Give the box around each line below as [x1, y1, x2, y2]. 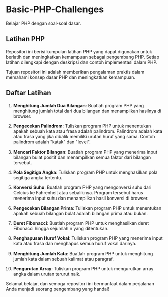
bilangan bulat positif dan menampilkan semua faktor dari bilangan [13, 154, 151, 160]
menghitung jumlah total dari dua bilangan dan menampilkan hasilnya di [13, 108, 161, 114]
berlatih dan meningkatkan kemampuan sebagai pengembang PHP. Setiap [6, 54, 160, 60]
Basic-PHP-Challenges [6, 4, 104, 15]
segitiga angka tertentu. [13, 174, 62, 180]
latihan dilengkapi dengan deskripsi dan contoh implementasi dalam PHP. [6, 59, 158, 65]
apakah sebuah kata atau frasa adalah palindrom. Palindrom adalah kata [13, 128, 163, 134]
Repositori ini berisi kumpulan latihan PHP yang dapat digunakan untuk [6, 48, 152, 54]
